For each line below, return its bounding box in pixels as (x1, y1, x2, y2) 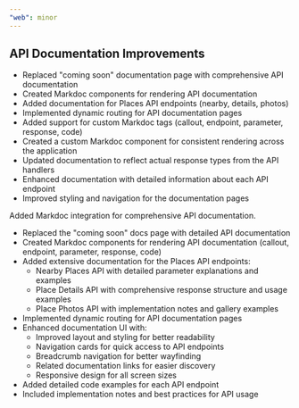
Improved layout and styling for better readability (35, 332, 216, 343)
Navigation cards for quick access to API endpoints (35, 341, 225, 353)
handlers (21, 164, 55, 175)
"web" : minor (9, 12, 58, 22)
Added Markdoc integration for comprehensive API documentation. (9, 211, 256, 221)
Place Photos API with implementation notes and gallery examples (35, 304, 279, 314)
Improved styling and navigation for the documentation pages (21, 193, 250, 204)
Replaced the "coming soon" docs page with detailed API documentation (21, 228, 291, 238)
